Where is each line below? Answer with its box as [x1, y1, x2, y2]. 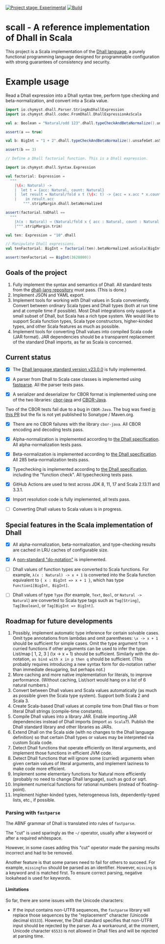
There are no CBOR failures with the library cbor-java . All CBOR [12, 421, 141, 427]
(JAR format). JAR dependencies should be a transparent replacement [12, 334, 155, 340]
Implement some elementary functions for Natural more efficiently [12, 771, 146, 777]
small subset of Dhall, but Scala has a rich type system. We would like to [12, 313, 159, 319]
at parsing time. [12, 933, 45, 939]
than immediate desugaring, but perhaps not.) [12, 666, 106, 673]
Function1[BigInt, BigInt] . [12, 582, 69, 588]
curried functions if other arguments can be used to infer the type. [12, 646, 147, 652]
